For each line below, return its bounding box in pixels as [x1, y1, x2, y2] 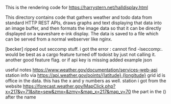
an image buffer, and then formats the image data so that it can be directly [5, 25, 162, 31]
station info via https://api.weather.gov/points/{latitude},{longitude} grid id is [5, 72, 166, 78]
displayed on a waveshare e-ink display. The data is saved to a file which [5, 31, 159, 36]
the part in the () [132, 89, 166, 94]
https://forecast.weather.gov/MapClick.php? [22, 83, 116, 89]
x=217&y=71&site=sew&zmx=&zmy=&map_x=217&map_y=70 [5, 89, 131, 94]
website [5, 83, 22, 89]
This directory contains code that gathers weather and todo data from [5, 14, 152, 20]
